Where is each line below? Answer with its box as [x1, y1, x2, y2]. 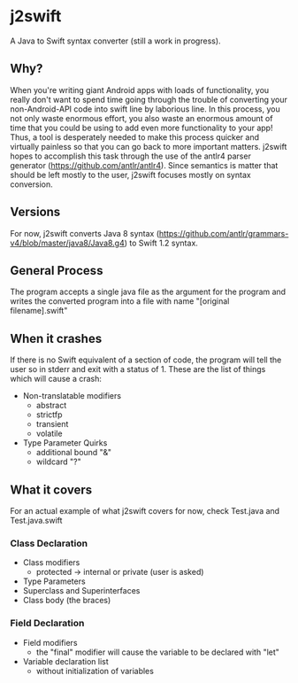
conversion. [10, 179, 53, 190]
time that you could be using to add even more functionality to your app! [10, 122, 273, 133]
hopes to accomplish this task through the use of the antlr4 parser [10, 151, 251, 161]
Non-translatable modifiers [22, 391, 122, 401]
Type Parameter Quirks [22, 438, 108, 448]
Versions [10, 205, 61, 220]
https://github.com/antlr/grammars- [158, 228, 289, 238]
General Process [10, 263, 103, 278]
